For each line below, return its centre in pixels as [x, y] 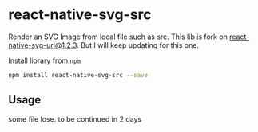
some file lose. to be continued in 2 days [75, 119]
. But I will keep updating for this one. [138, 45]
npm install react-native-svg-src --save [78, 75]
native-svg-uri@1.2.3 [43, 45]
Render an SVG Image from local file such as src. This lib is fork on [118, 37]
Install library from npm [45, 60]
